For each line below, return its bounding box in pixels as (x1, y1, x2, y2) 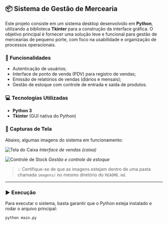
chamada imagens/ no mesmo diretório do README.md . (17, 171, 126, 177)
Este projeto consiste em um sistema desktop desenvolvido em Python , (5, 20, 153, 27)
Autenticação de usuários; (12, 66, 67, 72)
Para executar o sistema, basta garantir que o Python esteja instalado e (5, 200, 152, 206)
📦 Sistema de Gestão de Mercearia (5, 5, 117, 13)
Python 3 (12, 108, 32, 114)
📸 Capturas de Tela (5, 125, 52, 132)
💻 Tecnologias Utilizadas (5, 95, 68, 102)
